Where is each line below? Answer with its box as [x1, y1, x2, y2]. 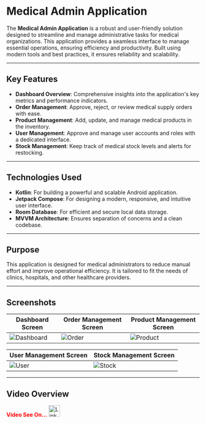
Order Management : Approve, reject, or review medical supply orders [15, 103, 193, 111]
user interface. [15, 201, 53, 209]
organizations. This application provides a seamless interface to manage [6, 37, 189, 45]
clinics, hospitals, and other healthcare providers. [6, 274, 131, 281]
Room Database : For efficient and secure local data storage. [15, 208, 169, 215]
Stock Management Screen [93, 351, 175, 359]
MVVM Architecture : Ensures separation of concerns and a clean [15, 214, 183, 222]
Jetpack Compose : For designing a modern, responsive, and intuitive [15, 195, 191, 203]
